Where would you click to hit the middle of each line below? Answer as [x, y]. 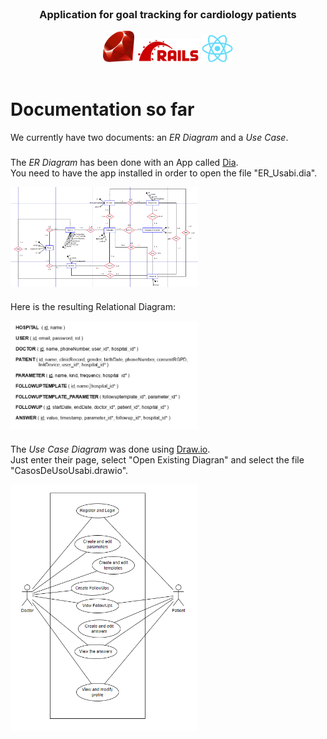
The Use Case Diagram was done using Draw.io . [110, 449]
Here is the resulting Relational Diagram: [93, 306]
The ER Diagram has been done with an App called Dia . [124, 163]
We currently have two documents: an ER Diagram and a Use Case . [149, 138]
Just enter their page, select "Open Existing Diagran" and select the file [157, 460]
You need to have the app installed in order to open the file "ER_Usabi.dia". [164, 173]
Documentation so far [102, 109]
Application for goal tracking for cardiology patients [168, 14]
